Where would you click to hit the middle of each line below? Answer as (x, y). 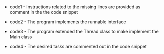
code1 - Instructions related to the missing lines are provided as (75, 7)
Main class (21, 37)
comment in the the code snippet (44, 12)
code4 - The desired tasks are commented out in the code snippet (78, 47)
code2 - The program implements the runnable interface (68, 22)
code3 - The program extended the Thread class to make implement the (84, 32)
